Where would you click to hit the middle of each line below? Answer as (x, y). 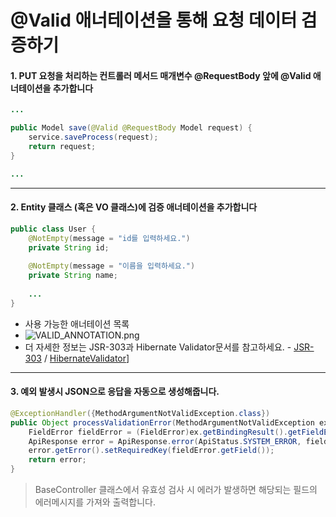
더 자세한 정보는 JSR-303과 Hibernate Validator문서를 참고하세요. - (158, 347)
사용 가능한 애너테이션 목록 (77, 323)
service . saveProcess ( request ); (93, 137)
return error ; (57, 460)
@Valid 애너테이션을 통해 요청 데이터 (154, 20)
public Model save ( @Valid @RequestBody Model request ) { (131, 128)
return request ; (62, 147)
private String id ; (69, 247)
